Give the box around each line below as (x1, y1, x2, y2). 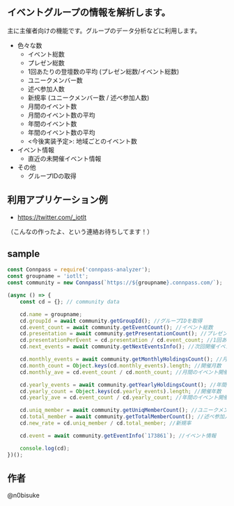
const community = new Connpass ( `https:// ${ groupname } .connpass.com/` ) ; (7, 279, 223, 287)
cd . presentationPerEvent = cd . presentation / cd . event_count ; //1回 (19, 337, 221, 344)
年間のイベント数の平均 (27, 128, 95, 136)
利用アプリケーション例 (7, 194, 108, 206)
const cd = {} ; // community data (19, 298, 120, 305)
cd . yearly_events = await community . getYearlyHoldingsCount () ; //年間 (19, 381, 227, 388)
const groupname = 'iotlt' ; (7, 273, 89, 280)
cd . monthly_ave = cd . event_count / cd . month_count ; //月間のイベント (19, 368, 219, 376)
